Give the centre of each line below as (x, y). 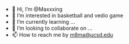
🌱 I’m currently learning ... (43, 22)
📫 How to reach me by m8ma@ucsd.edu (62, 35)
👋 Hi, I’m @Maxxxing (37, 9)
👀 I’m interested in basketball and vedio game (67, 15)
